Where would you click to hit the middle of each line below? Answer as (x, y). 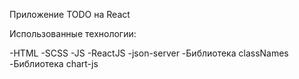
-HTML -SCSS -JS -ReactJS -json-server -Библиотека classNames (149, 53)
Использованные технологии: (73, 33)
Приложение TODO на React (70, 14)
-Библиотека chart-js (54, 63)
